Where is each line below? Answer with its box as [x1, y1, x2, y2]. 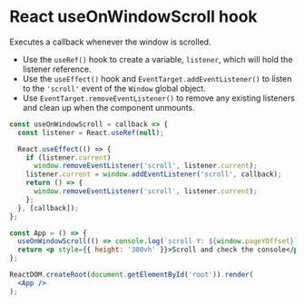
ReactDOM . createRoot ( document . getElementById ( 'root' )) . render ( [9, 270, 254, 279]
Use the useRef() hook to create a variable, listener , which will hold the [22, 54, 293, 64]
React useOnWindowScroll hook [9, 6, 258, 27]
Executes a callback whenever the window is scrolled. [9, 36, 212, 47]
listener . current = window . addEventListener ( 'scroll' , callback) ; [25, 170, 282, 179]
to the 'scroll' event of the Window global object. [22, 83, 206, 93]
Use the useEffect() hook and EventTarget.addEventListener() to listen [22, 73, 292, 83]
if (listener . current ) [25, 152, 112, 162]
